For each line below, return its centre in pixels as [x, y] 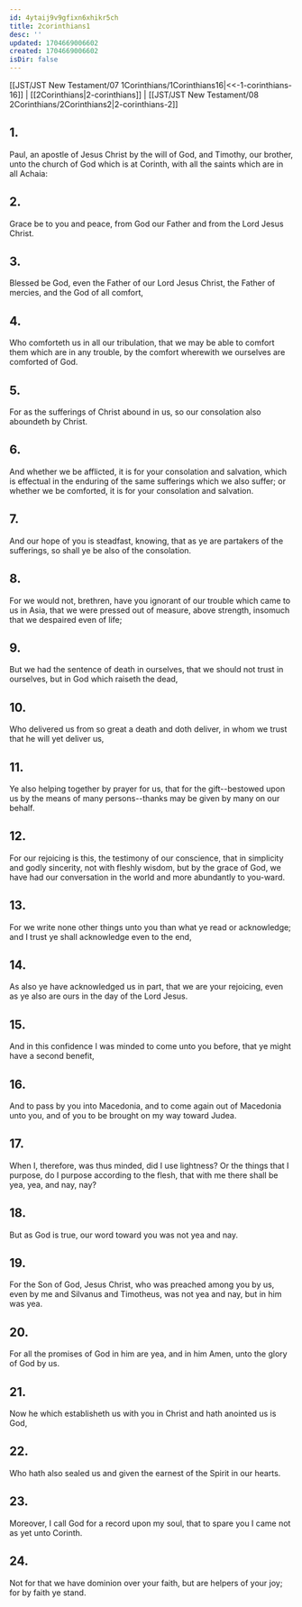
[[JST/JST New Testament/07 [64, 85]
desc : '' [26, 34]
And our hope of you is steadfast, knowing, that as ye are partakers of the [146, 541]
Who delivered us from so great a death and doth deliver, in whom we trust [148, 729]
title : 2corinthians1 [50, 26]
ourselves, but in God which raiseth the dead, [94, 679]
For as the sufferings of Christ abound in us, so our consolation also [135, 412]
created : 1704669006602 [54, 51]
